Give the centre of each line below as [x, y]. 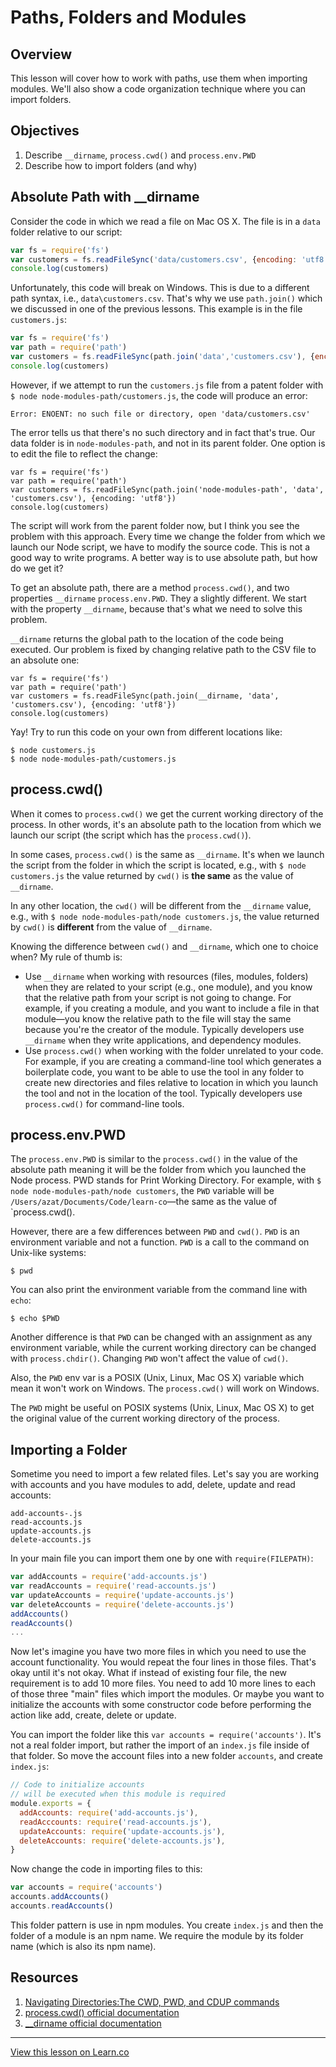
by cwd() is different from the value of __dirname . [111, 927]
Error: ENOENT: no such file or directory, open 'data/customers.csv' [160, 414]
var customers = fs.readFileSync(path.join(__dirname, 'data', [145, 696]
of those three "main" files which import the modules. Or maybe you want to [167, 1694]
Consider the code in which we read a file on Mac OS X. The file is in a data [165, 221]
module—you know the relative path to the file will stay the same [158, 1018]
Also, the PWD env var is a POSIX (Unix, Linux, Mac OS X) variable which [157, 1378]
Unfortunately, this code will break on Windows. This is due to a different [160, 288]
